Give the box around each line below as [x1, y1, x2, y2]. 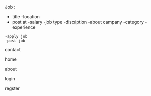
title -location [12, 14, 40, 19]
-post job [5, 38, 26, 43]
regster [5, 85, 20, 91]
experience [12, 24, 36, 30]
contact [5, 47, 21, 52]
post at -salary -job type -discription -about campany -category [12, 19, 144, 25]
